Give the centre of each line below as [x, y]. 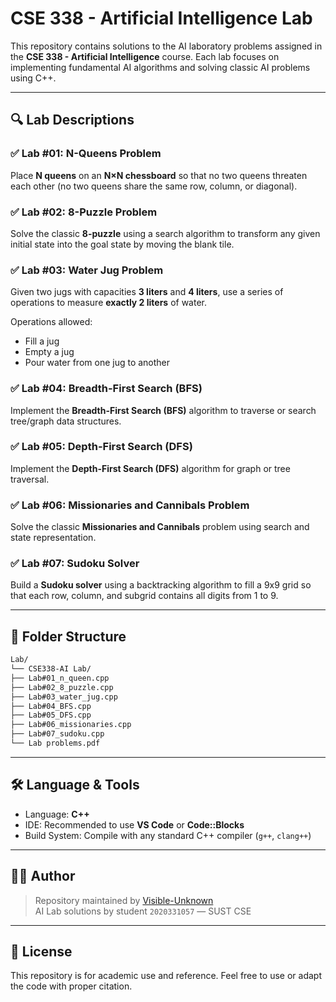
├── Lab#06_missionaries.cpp [71, 725]
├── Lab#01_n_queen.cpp [60, 678]
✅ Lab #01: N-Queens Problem [86, 154]
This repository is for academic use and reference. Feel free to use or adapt [166, 976]
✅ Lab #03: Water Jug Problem [87, 270]
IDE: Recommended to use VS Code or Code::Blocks [134, 824]
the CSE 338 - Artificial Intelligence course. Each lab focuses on [145, 56]
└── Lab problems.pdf [55, 743]
